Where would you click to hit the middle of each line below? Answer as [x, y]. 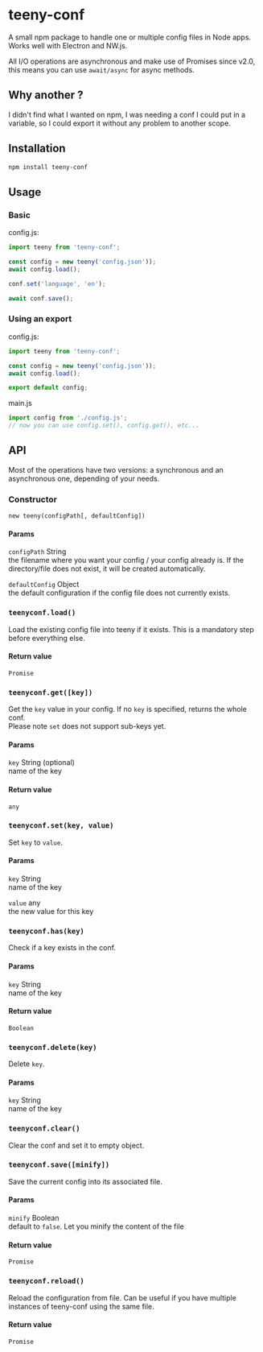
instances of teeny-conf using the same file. [81, 1306]
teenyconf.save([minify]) [59, 1165]
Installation [37, 149]
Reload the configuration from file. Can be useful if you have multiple [123, 1297]
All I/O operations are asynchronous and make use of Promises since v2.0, [132, 61]
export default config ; [48, 388]
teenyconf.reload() [46, 1281]
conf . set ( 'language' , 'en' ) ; [57, 283]
